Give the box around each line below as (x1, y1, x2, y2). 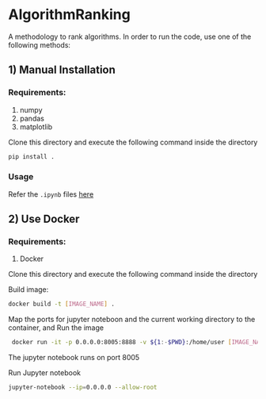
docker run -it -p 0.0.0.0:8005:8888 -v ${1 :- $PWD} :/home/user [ (11, 339, 232, 347)
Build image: (8, 285, 49, 294)
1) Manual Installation (8, 63, 116, 77)
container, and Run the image (8, 323, 104, 332)
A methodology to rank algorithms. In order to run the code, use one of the (8, 32, 252, 41)
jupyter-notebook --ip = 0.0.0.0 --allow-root (8, 383, 158, 392)
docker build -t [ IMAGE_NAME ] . (8, 300, 115, 309)
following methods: (8, 40, 71, 49)
